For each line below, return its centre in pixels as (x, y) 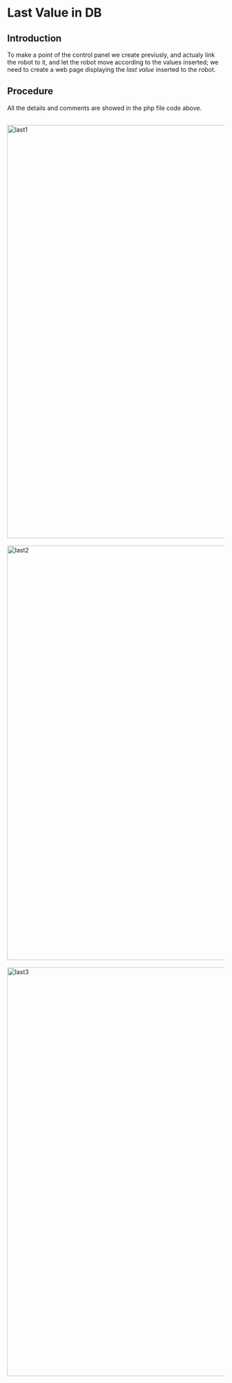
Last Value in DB (55, 13)
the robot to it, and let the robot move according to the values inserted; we (113, 62)
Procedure (30, 91)
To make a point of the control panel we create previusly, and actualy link (111, 55)
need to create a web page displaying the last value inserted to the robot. (112, 69)
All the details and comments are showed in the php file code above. (105, 108)
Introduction (35, 38)
